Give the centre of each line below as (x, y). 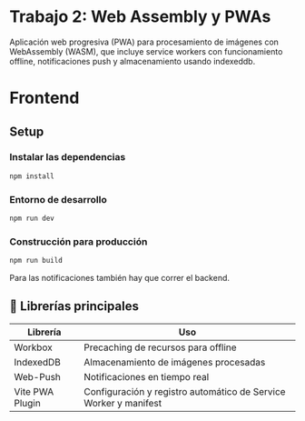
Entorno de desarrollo (58, 199)
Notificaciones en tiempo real (146, 376)
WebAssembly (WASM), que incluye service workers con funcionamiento (146, 51)
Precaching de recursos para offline (160, 347)
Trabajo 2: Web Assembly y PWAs (140, 17)
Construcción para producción (79, 241)
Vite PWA (34, 391)
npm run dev (32, 218)
